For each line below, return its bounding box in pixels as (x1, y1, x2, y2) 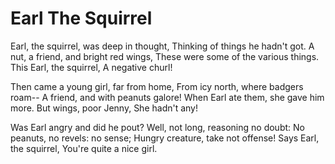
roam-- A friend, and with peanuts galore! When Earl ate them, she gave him (10, 91, 325, 103)
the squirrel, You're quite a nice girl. (10, 142, 158, 154)
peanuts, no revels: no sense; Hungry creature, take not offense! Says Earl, (10, 132, 320, 144)
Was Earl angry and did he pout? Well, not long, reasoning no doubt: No (10, 121, 305, 133)
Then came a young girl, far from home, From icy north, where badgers (10, 80, 304, 92)
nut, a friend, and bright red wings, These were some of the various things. (10, 50, 320, 62)
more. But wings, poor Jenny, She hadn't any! (10, 102, 199, 114)
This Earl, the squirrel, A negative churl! (10, 61, 173, 73)
